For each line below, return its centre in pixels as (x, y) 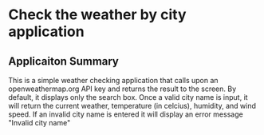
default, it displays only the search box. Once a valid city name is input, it (128, 97)
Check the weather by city (97, 15)
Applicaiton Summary (64, 61)
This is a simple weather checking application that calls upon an (113, 80)
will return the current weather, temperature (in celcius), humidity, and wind (132, 106)
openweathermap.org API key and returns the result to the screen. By (122, 89)
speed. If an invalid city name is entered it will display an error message (126, 114)
